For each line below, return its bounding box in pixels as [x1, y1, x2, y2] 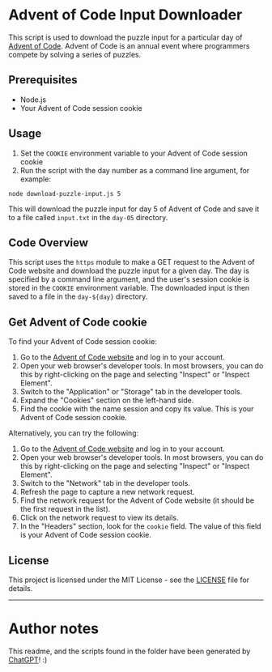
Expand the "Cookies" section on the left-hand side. [19, 395, 194, 406]
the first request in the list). [19, 504, 111, 514]
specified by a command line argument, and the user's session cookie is [8, 274, 249, 284]
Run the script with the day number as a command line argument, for [19, 165, 250, 175]
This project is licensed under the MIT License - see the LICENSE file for [8, 575, 249, 585]
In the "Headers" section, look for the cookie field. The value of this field [19, 521, 261, 531]
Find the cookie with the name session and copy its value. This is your [19, 404, 254, 414]
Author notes [8, 619, 100, 638]
